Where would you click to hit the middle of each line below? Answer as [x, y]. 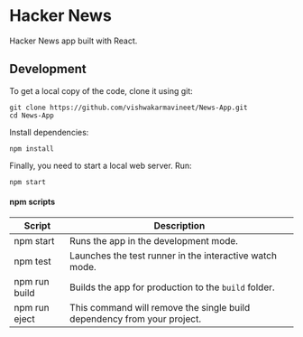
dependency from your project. [135, 319]
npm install [32, 149]
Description [179, 225]
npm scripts [32, 202]
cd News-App [32, 115]
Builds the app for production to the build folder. [172, 287]
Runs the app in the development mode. [154, 240]
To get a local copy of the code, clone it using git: [101, 90]
